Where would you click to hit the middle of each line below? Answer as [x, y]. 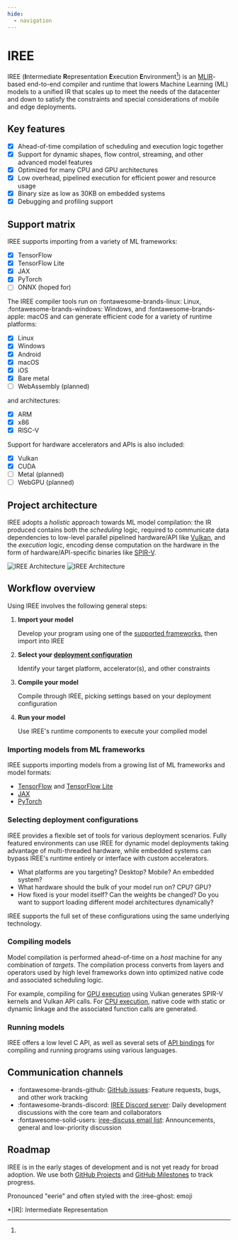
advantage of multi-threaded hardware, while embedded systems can [109, 850]
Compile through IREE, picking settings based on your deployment [114, 696]
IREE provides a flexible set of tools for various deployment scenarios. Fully [117, 835]
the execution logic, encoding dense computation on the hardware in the [113, 545]
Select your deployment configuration [75, 654]
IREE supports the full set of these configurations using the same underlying [119, 916]
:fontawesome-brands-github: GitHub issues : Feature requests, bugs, [119, 1089]
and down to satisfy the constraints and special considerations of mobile [113, 100]
